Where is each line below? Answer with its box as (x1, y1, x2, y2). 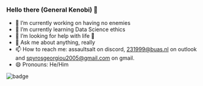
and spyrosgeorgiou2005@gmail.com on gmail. (15, 54, 135, 62)
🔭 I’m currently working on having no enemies (15, 20, 131, 27)
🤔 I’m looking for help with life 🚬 (15, 32, 95, 40)
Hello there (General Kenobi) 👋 (6, 5, 98, 14)
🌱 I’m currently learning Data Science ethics (15, 26, 126, 33)
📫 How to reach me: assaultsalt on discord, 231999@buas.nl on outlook (15, 46, 197, 53)
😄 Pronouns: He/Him (15, 61, 69, 68)
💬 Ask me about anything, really (15, 39, 96, 46)
